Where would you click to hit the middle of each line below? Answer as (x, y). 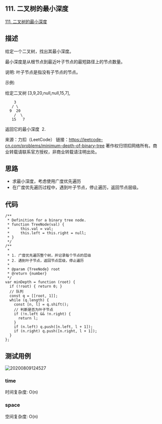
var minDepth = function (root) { (40, 282)
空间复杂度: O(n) (22, 416)
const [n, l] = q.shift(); (41, 305)
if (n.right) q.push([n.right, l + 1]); (56, 331)
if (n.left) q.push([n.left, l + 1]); (53, 327)
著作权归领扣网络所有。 (129, 146)
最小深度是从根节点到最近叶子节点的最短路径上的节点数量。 (65, 62)
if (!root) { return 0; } (36, 287)
